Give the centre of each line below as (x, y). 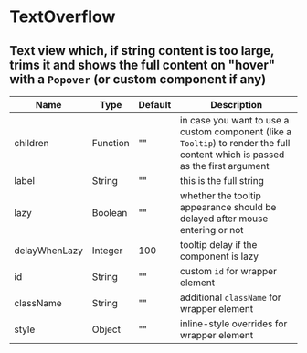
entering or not (212, 230)
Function (111, 143)
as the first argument (224, 166)
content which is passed (232, 155)
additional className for (230, 297)
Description (237, 105)
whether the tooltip (221, 196)
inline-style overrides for (233, 324)
